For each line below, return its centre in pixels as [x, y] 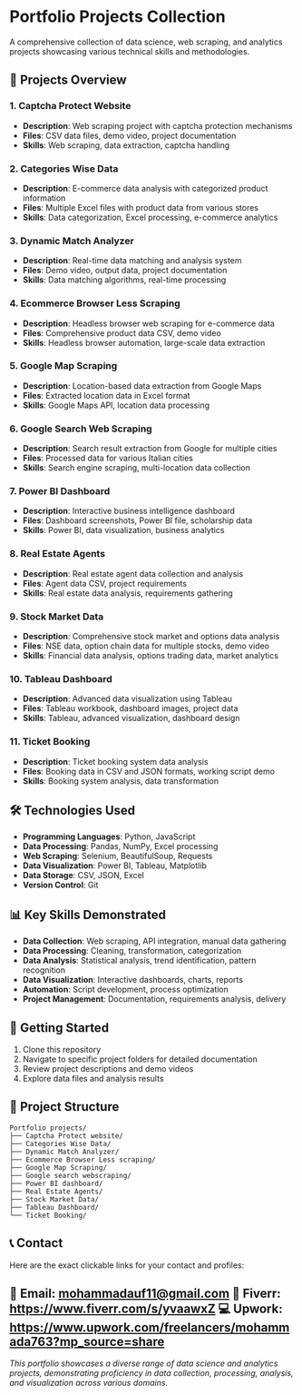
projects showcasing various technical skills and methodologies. [130, 51]
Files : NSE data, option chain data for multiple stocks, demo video [146, 646]
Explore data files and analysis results [93, 1079]
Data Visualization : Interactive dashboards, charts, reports [132, 980]
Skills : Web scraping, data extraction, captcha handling [126, 145]
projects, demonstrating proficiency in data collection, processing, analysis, [151, 1373]
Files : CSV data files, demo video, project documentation [129, 135]
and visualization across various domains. [89, 1383]
